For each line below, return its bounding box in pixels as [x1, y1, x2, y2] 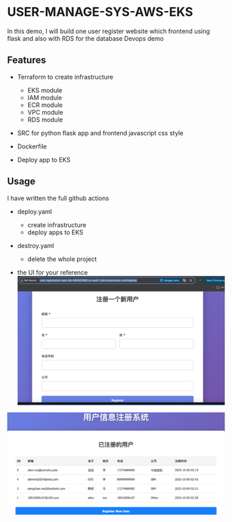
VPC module [27, 108, 64, 116]
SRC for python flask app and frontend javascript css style [17, 128, 184, 137]
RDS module [27, 115, 64, 124]
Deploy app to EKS [17, 155, 71, 164]
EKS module [27, 86, 63, 94]
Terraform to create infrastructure [17, 72, 114, 81]
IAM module [27, 93, 62, 101]
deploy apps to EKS [27, 228, 84, 236]
